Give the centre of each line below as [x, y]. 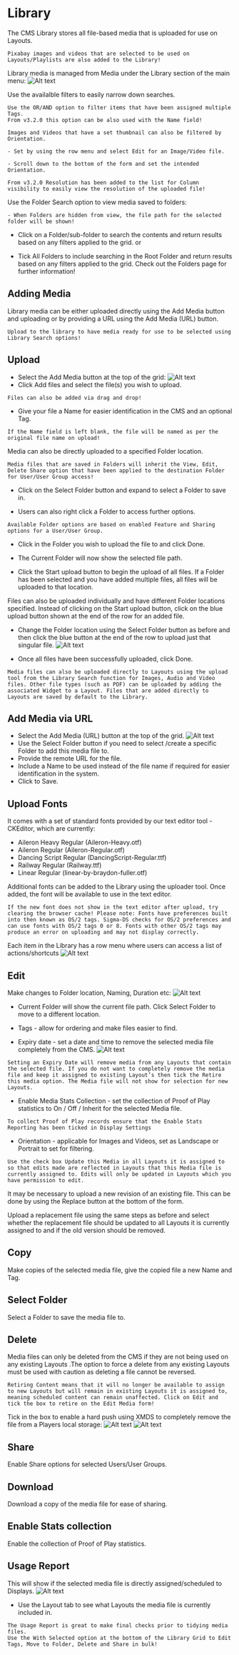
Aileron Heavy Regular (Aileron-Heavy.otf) [80, 842]
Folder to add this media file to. [63, 751]
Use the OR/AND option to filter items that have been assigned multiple [119, 107]
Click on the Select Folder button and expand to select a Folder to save [122, 490]
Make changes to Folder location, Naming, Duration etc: [89, 993]
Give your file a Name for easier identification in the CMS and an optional [125, 411]
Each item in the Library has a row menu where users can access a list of [115, 946]
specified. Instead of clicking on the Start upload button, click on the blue [115, 608]
